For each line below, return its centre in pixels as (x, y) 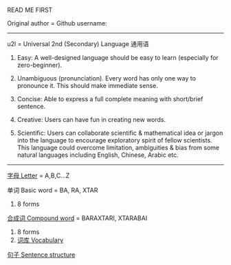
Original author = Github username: (57, 23)
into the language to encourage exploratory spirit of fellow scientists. (114, 140)
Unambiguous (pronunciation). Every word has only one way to (106, 78)
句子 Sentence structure (41, 255)
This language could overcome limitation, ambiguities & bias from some (118, 148)
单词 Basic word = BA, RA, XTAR (53, 190)
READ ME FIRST (30, 10)
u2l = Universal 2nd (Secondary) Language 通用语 (78, 44)
